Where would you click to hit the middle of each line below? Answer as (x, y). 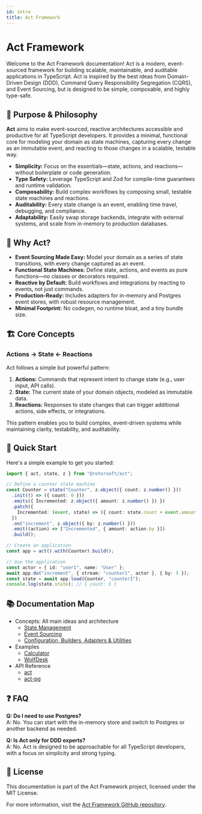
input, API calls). (35, 385)
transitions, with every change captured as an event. (80, 264)
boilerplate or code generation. (74, 173)
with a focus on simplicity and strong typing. (61, 753)
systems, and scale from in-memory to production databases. (91, 224)
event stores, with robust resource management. (75, 302)
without (24, 173)
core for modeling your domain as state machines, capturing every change (99, 142)
